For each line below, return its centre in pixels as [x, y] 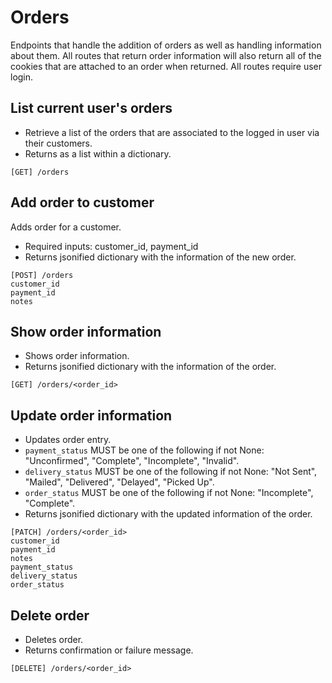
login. [22, 77]
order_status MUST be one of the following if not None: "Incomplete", [169, 493]
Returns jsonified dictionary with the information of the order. [150, 367]
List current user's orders [91, 108]
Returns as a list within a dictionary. [98, 153]
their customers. [58, 143]
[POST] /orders [42, 275]
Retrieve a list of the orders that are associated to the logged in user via [172, 132]
